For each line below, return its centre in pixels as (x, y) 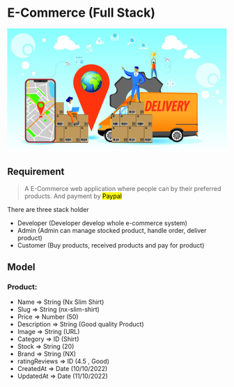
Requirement (36, 172)
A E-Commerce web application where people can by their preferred (123, 188)
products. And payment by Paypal (73, 196)
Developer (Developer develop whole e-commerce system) (102, 223)
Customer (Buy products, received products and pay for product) (111, 245)
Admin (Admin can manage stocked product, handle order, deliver (112, 230)
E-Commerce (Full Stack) (81, 13)
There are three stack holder (48, 209)
